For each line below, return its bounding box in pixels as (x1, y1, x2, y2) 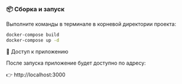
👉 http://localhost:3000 (6, 71, 66, 78)
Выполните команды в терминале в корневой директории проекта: (6, 21, 176, 28)
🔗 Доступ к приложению (6, 48, 69, 55)
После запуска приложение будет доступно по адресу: (6, 59, 146, 66)
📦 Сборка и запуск (6, 5, 65, 13)
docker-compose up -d (6, 38, 60, 43)
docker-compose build (6, 32, 60, 38)
